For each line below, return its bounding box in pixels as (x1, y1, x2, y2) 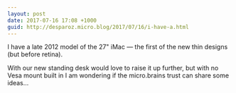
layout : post (7, 10, 46, 18)
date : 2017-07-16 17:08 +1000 (7, 17, 97, 24)
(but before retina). (7, 50, 63, 58)
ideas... (7, 79, 29, 87)
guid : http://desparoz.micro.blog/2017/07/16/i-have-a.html (7, 23, 190, 30)
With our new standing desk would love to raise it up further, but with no (7, 64, 219, 73)
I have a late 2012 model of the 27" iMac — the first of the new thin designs (7, 43, 228, 51)
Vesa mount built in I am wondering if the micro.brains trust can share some (7, 71, 230, 80)
